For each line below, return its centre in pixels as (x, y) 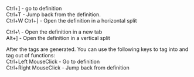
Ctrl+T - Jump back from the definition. (53, 14)
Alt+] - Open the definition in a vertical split (58, 38)
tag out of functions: (31, 55)
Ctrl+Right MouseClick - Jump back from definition (68, 68)
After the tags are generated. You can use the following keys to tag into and (97, 49)
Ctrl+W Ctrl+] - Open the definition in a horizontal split (72, 21)
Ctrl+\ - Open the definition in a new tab (54, 32)
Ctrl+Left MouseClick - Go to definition (53, 61)
